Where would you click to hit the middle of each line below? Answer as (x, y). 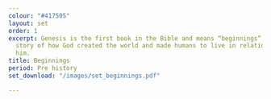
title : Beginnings (39, 61)
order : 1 (23, 31)
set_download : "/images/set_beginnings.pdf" (84, 76)
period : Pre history (43, 68)
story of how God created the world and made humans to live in (126, 46)
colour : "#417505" (39, 16)
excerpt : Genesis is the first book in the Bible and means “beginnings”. (137, 38)
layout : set (28, 23)
